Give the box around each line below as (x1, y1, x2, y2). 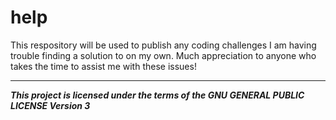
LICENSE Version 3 (10, 99, 91, 111)
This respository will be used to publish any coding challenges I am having (10, 39, 317, 51)
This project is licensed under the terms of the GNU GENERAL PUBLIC (10, 89, 305, 101)
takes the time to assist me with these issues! (10, 60, 197, 72)
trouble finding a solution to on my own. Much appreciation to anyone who (10, 49, 317, 61)
